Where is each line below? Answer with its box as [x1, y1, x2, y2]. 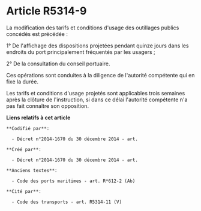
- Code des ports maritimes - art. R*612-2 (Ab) [11, 178, 136, 184]
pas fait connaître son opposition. [6, 102, 89, 109]
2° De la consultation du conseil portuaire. [6, 60, 110, 67]
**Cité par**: [6, 188, 42, 194]
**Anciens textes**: [6, 167, 58, 173]
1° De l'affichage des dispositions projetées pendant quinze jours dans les [6, 42, 189, 49]
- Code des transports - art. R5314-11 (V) [11, 199, 122, 205]
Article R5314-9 [6, 4, 87, 18]
